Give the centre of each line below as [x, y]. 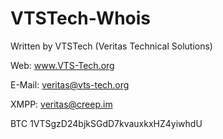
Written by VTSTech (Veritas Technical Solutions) [111, 46]
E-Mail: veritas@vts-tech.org [70, 84]
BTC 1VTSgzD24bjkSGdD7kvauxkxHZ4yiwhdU [106, 123]
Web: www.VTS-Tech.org [62, 65]
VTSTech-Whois [81, 18]
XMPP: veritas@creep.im [61, 104]
